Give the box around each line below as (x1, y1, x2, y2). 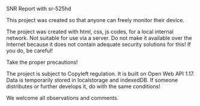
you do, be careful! (6, 47, 53, 54)
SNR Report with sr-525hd (6, 5, 71, 12)
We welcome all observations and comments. (6, 95, 119, 101)
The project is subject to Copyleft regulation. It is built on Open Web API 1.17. (6, 70, 195, 77)
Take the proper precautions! (6, 59, 78, 66)
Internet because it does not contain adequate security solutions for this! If (6, 41, 191, 48)
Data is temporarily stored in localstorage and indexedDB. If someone (6, 77, 178, 83)
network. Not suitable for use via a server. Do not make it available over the (6, 35, 192, 41)
